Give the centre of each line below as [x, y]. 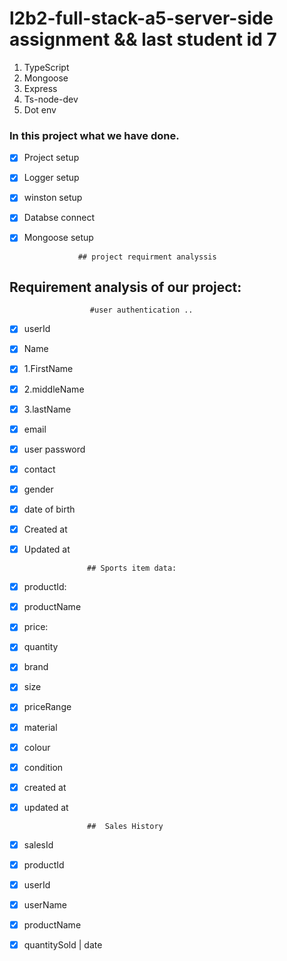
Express [40, 88]
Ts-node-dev [51, 99]
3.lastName [47, 409]
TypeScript [46, 67]
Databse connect [59, 218]
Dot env [40, 109]
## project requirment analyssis [147, 257]
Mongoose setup [58, 238]
